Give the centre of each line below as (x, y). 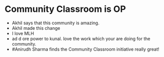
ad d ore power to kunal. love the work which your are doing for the (81, 39)
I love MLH (23, 33)
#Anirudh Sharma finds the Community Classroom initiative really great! (85, 49)
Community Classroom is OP (65, 9)
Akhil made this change (36, 28)
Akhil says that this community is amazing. (56, 23)
